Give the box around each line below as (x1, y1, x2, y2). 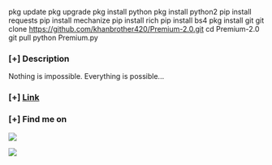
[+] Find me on (8, 114, 67, 125)
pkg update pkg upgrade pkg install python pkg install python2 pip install (8, 7, 252, 16)
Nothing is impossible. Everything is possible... (8, 72, 165, 81)
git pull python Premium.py (8, 33, 99, 42)
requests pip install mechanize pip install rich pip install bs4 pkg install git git (8, 15, 265, 25)
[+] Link (8, 92, 40, 103)
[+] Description (8, 53, 70, 64)
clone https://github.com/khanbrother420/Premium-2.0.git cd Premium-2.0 (8, 24, 260, 33)
